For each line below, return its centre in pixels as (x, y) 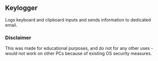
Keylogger (21, 8)
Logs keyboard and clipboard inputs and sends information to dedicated (78, 20)
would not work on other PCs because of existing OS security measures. (79, 54)
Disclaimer (18, 38)
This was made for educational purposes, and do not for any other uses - (79, 48)
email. (11, 25)
